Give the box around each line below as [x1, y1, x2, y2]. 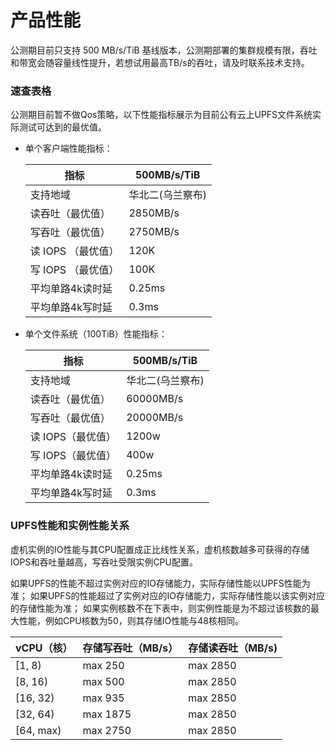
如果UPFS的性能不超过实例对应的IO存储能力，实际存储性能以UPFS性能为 [10, 577, 311, 589]
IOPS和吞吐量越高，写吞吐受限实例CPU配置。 [10, 556, 198, 568]
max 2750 [82, 723, 132, 737]
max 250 [82, 658, 125, 672]
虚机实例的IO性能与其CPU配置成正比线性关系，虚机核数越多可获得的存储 [10, 543, 310, 555]
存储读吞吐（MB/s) [188, 641, 278, 655]
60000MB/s [126, 392, 184, 406]
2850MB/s [128, 206, 180, 220]
